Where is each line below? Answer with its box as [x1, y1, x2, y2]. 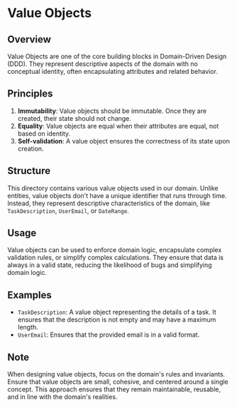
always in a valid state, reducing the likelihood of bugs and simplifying [7, 261, 212, 269]
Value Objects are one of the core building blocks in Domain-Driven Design [7, 52, 227, 60]
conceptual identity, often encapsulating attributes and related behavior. [7, 67, 219, 75]
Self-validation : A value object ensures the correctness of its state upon [17, 136, 231, 145]
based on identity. [17, 129, 71, 138]
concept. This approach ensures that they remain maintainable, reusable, [7, 385, 221, 394]
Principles [7, 87, 53, 100]
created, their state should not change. [17, 114, 131, 122]
